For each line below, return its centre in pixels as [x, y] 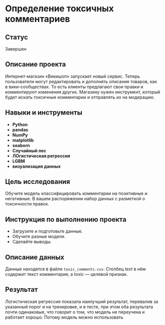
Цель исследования [38, 182]
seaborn [21, 145]
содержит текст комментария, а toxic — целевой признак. [66, 274]
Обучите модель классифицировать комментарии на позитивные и [76, 193]
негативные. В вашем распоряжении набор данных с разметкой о [75, 199]
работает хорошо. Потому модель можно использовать [64, 317]
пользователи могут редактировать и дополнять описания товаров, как [81, 81]
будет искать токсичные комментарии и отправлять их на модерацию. [80, 97]
